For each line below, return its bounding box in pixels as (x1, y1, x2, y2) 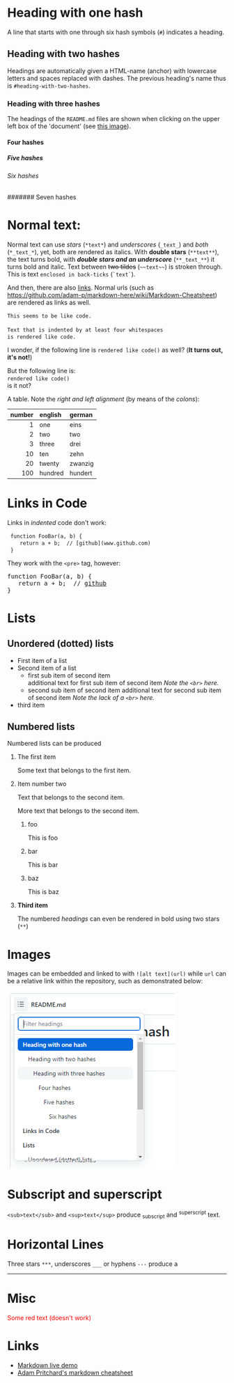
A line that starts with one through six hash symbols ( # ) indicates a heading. (7, 28, 225, 36)
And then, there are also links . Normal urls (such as (7, 283, 155, 292)
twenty (39, 459, 60, 467)
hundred (39, 469, 64, 478)
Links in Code (7, 495, 88, 511)
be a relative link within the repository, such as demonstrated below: (7, 977, 203, 985)
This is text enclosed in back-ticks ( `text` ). (7, 270, 136, 279)
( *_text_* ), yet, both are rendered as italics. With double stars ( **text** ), (7, 248, 219, 256)
